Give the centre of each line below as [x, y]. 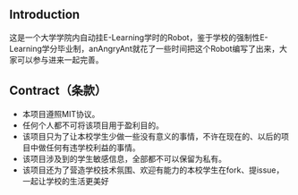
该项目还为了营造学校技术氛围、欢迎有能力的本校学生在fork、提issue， [153, 170]
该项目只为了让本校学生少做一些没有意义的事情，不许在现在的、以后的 [152, 136]
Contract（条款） [58, 91]
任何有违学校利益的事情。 [93, 148]
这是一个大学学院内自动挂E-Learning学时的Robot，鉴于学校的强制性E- [139, 37]
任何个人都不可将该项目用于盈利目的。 [93, 125]
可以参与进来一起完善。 [60, 59]
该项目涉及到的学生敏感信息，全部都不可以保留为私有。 [124, 158]
